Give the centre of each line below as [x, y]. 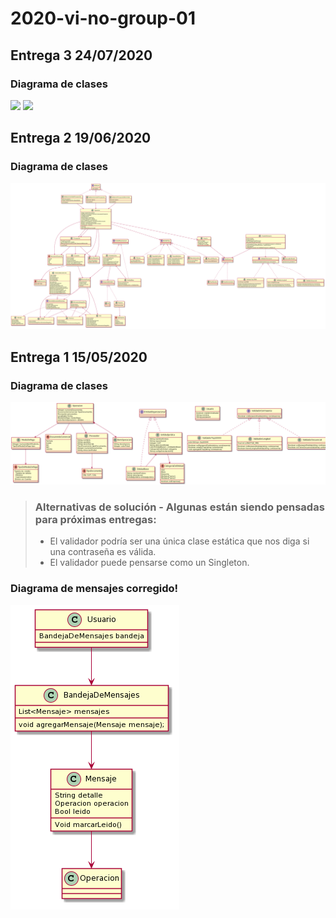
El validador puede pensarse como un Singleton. [149, 563]
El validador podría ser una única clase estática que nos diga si [179, 541]
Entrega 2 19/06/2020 [81, 138]
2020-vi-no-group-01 [103, 18]
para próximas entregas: [95, 519]
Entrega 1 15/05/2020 [79, 357]
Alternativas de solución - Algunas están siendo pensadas [179, 507]
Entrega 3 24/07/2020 [81, 55]
